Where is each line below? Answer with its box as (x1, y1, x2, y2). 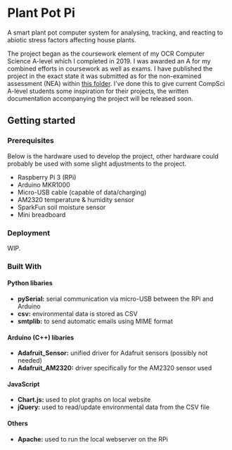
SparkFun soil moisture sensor (17, 203, 106, 211)
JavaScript (7, 380, 40, 388)
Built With (7, 261, 42, 271)
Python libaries (7, 279, 53, 287)
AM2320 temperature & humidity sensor (17, 195, 134, 204)
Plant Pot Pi (7, 5, 75, 21)
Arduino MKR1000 (17, 180, 70, 189)
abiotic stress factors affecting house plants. (7, 35, 136, 44)
